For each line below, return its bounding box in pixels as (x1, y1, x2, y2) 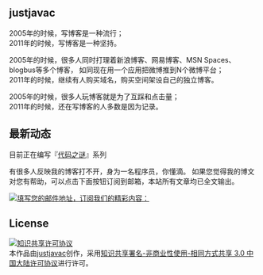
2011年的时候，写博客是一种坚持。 (9, 38, 122, 48)
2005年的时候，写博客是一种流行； (9, 28, 124, 38)
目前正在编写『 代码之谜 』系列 (9, 150, 106, 159)
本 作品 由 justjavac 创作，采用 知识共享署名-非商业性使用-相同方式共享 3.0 (9, 249, 246, 258)
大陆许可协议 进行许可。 (15, 258, 93, 268)
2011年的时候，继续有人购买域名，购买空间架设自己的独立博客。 (9, 74, 219, 84)
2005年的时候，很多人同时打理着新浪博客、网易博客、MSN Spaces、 (9, 55, 236, 64)
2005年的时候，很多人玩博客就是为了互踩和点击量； (9, 91, 180, 101)
